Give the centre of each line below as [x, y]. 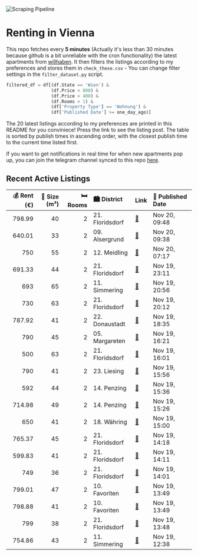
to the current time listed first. [42, 143]
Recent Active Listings [48, 179]
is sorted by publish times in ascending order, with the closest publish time [97, 136]
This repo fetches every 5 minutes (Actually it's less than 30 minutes [90, 49]
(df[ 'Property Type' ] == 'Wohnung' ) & [98, 107]
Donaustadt [109, 324]
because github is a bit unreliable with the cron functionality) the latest [92, 55]
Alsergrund [109, 239]
